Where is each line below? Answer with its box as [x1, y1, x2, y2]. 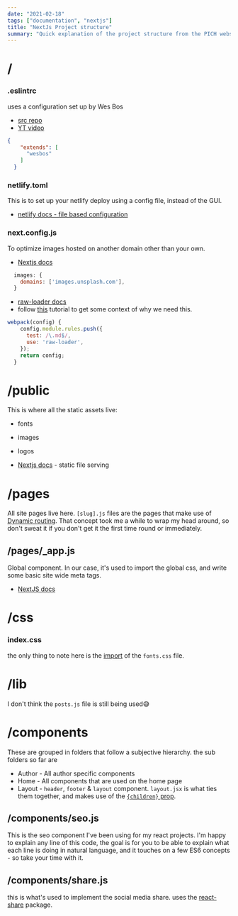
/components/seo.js [7, 812, 99, 824]
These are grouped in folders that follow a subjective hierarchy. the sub [7, 748, 216, 756]
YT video [17, 123, 45, 132]
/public [7, 382, 50, 398]
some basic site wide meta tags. [7, 571, 101, 580]
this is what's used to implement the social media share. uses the [7, 893, 198, 902]
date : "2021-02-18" [7, 10, 65, 18]
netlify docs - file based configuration [17, 210, 128, 219]
